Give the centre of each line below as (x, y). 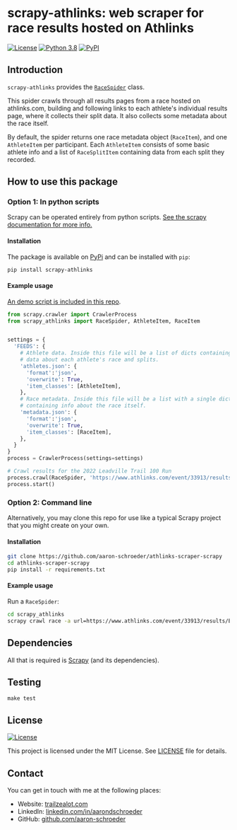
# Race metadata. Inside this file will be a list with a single (118, 399)
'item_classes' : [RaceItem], (69, 432)
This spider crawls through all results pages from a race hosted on (104, 100)
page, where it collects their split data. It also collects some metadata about (117, 115)
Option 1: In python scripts (54, 202)
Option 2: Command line (50, 502)
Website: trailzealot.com (53, 804)
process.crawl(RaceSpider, (47, 478)
